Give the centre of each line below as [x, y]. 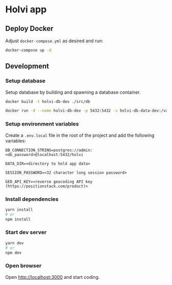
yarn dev [15, 243]
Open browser [24, 266]
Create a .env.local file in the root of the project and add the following [80, 135]
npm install [18, 219]
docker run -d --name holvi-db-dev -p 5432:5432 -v [61, 111]
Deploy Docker [29, 29]
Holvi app [26, 10]
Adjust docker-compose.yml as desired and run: [54, 41]
